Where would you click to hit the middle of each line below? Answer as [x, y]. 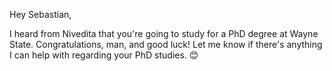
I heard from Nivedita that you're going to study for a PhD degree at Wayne [164, 33]
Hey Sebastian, [40, 14]
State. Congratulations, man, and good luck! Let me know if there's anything [166, 44]
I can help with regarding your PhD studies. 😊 [104, 55]
